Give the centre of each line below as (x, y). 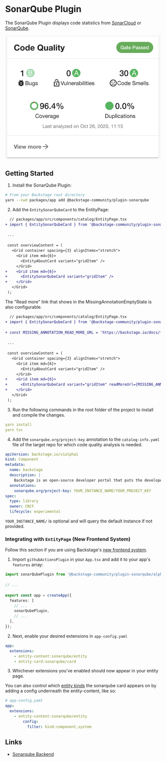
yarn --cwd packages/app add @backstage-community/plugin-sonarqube (77, 200)
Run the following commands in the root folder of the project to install (83, 410)
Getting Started (29, 173)
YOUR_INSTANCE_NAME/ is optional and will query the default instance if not (79, 521)
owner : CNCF (22, 506)
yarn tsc (14, 430)
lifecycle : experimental (35, 512)
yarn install (19, 425)
